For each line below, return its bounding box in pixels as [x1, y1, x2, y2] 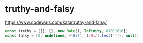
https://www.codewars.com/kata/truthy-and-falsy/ [5, 19, 107, 25]
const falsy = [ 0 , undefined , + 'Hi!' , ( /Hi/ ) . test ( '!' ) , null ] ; [5, 33, 139, 38]
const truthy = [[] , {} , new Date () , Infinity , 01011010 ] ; [5, 29, 128, 33]
